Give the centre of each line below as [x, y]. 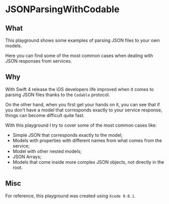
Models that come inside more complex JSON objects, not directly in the [88, 162]
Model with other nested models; [47, 151]
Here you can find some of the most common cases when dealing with [79, 55]
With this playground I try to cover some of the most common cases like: [81, 125]
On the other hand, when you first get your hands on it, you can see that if [82, 104]
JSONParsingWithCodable [62, 9]
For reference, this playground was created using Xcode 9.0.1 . [71, 196]
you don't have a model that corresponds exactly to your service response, [84, 110]
